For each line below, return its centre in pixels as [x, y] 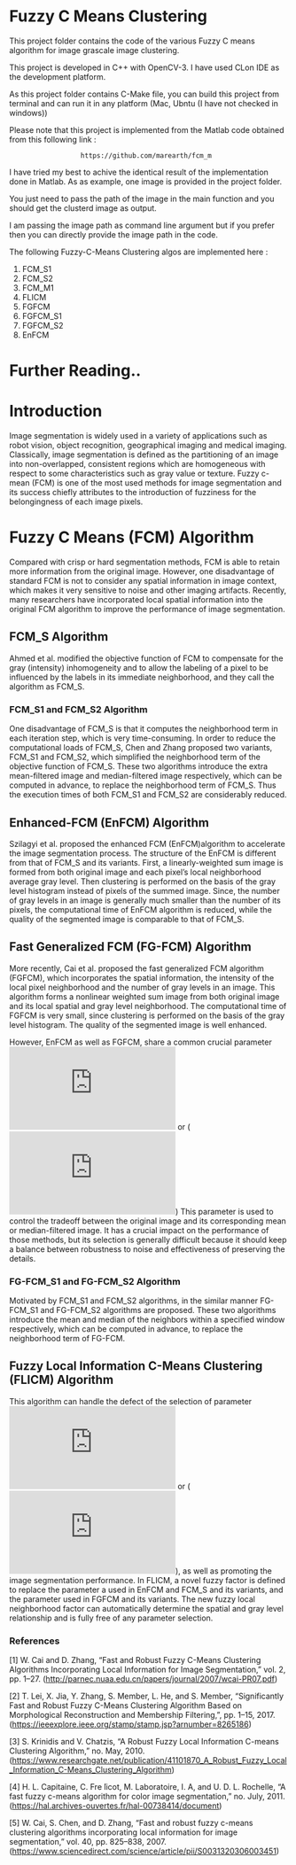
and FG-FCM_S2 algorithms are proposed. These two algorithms [158, 1310]
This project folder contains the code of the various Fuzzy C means [132, 41]
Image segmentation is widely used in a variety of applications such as [138, 436]
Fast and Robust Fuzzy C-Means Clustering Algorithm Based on [125, 1706]
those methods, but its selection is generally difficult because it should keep [148, 1239]
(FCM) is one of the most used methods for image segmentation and [156, 483]
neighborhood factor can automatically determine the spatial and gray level [146, 1608]
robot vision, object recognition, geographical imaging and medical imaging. [148, 446]
